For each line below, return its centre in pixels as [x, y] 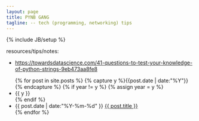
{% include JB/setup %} [36, 40]
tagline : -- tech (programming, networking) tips [69, 23]
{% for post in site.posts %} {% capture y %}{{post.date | [85, 80]
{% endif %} [30, 100]
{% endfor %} [32, 112]
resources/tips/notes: [33, 51]
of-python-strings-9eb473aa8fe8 [56, 69]
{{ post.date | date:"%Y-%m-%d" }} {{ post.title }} [76, 106]
